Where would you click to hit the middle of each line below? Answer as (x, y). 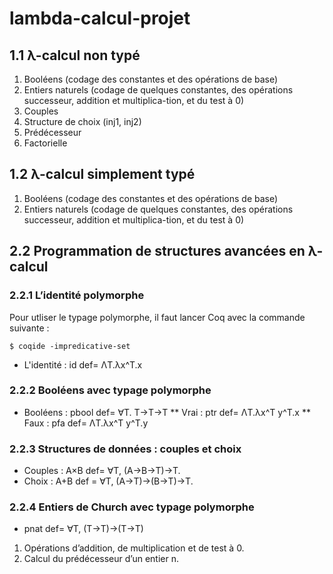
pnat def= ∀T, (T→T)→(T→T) (83, 529)
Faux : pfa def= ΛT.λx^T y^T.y (86, 423)
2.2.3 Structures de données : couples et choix (125, 449)
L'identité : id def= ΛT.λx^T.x (83, 364)
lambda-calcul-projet (100, 18)
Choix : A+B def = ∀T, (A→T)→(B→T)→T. (108, 481)
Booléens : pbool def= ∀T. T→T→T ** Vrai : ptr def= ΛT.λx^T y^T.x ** (167, 412)
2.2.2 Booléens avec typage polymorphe (110, 390)
